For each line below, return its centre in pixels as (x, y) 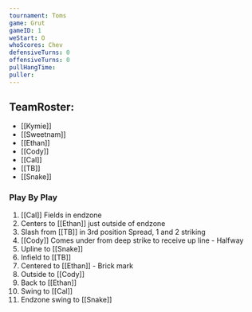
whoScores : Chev (36, 45)
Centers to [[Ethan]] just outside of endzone (93, 223)
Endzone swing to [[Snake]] (66, 299)
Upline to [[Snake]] (51, 248)
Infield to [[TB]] (45, 257)
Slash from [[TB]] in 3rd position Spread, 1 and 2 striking (113, 232)
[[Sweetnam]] (43, 135)
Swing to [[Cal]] (47, 291)
